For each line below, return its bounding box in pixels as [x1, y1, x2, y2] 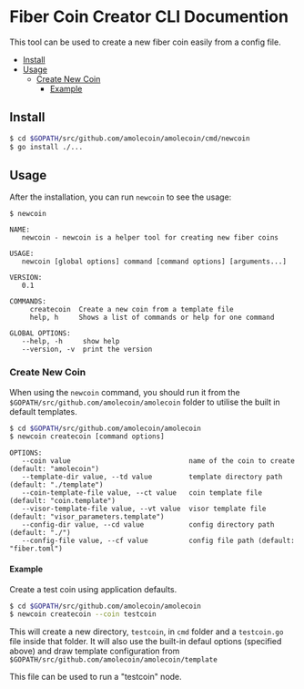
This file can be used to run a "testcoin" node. [9, 672, 182, 683]
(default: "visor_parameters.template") [9, 512, 166, 521]
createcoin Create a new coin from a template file [29, 305, 234, 314]
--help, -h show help [21, 337, 120, 346]
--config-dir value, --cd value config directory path [21, 520, 275, 530]
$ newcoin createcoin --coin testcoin [9, 610, 157, 619]
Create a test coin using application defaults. [9, 583, 177, 594]
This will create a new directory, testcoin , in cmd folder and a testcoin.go [9, 626, 284, 637]
